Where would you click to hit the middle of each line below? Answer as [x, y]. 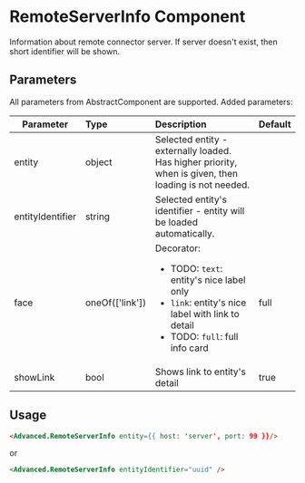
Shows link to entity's [201, 372]
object [98, 162]
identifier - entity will [200, 210]
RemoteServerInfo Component [128, 17]
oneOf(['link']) [116, 303]
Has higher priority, [196, 162]
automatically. [185, 233]
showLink [34, 377]
